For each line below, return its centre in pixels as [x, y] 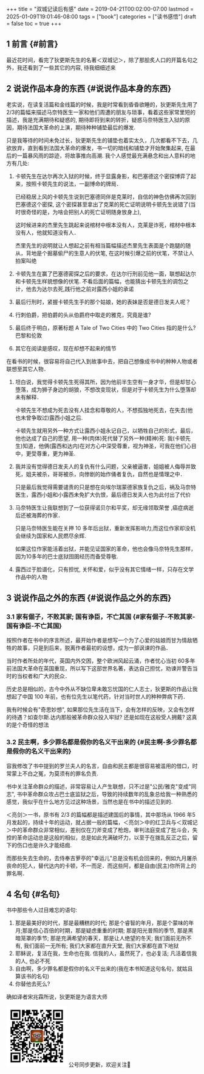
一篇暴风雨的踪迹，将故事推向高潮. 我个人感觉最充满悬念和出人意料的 [103, 155]
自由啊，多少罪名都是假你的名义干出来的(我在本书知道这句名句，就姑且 [104, 969]
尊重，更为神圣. [56, 453]
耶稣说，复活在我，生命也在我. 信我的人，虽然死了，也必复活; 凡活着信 [103, 953]
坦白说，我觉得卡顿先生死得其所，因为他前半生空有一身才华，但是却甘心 [105, 382]
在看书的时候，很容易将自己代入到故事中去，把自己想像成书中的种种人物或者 [102, 361]
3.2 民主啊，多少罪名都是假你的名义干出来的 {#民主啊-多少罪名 [99, 742]
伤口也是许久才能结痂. [44, 845]
